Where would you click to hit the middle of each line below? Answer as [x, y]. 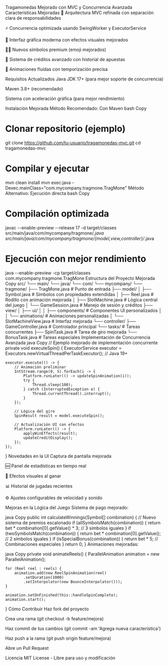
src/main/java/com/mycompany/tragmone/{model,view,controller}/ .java [80, 238]
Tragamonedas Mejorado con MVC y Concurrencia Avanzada [69, 7]
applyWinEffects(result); [51, 433]
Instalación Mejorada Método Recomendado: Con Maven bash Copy [76, 108]
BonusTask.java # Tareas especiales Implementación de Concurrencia [78, 337]
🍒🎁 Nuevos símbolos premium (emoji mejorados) [56, 50]
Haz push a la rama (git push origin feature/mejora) [58, 638]
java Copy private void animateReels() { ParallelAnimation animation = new [82, 554]
